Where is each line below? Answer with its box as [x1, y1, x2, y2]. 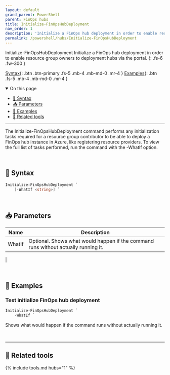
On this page [10, 85, 37, 91]
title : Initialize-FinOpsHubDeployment [5, 21, 90, 27]
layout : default [5, 7, 39, 13]
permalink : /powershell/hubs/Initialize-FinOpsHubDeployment [5, 36, 137, 41]
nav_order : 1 [5, 26, 33, 31]
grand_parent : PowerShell [5, 12, 60, 17]
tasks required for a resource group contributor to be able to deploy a [5, 133, 150, 139]
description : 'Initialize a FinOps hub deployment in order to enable [5, 31, 157, 36]
